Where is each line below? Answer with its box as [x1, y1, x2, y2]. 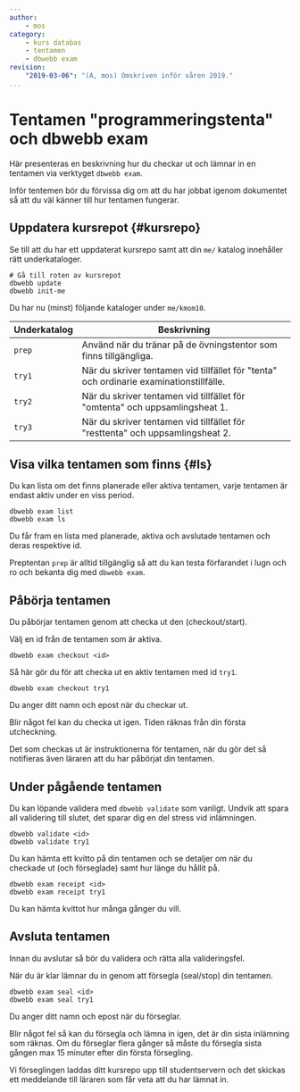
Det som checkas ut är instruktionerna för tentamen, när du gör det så [9, 744, 267, 754]
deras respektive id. [9, 540, 82, 551]
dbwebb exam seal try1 [9, 995, 94, 1004]
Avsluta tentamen [9, 929, 111, 945]
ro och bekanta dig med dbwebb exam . [9, 567, 146, 578]
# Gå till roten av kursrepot [9, 271, 122, 279]
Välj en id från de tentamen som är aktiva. [9, 634, 162, 645]
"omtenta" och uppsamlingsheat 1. [81, 401, 229, 413]
